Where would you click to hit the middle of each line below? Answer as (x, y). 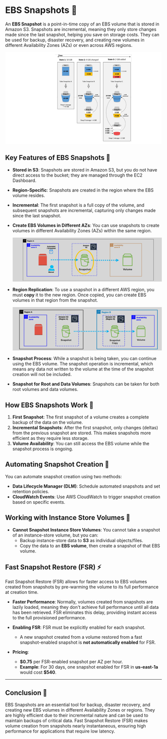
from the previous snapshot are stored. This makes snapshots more (82, 433)
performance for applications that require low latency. (60, 731)
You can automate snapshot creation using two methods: (64, 476)
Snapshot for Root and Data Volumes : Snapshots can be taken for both (86, 384)
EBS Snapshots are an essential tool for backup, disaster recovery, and (78, 705)
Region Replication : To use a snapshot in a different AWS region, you (83, 290)
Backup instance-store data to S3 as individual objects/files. (81, 540)
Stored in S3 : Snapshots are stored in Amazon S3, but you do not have (85, 170)
